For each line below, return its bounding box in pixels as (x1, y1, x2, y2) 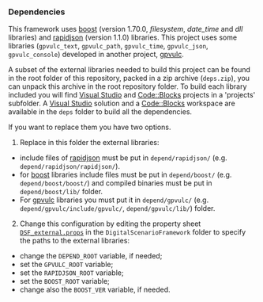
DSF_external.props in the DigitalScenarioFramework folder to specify (19, 227, 246, 237)
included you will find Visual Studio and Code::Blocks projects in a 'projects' (8, 90, 256, 100)
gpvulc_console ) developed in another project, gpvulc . (8, 50, 184, 59)
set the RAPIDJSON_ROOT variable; (19, 268, 124, 277)
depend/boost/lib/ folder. (19, 187, 103, 197)
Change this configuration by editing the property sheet (19, 219, 201, 228)
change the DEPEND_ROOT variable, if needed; (19, 251, 163, 261)
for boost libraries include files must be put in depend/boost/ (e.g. (19, 170, 232, 180)
